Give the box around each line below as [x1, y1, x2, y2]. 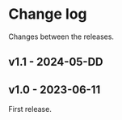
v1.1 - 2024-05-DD [8, 55, 103, 69]
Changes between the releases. [8, 32, 115, 41]
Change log [8, 5, 87, 24]
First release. [8, 105, 53, 114]
